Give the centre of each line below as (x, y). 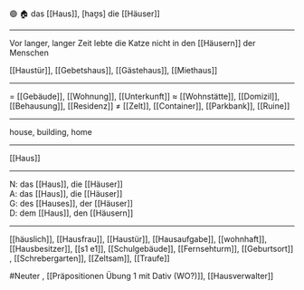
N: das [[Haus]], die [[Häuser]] (66, 184)
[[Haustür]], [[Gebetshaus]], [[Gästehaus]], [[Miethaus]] (114, 70)
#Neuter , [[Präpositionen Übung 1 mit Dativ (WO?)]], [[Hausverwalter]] (142, 276)
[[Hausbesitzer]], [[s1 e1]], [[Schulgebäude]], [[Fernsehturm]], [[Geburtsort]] (152, 249)
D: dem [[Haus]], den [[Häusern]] (71, 213)
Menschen (29, 53)
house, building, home (51, 132)
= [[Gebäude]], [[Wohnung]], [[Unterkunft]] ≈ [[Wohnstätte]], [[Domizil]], (145, 96)
